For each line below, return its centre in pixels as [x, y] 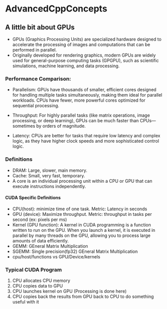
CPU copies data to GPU [38, 286]
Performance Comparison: [38, 79]
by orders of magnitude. [61, 126]
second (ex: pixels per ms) [40, 219]
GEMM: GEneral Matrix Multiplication [50, 246]
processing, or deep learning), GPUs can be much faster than [76, 121]
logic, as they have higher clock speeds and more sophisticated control [86, 141]
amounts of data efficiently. [40, 240]
